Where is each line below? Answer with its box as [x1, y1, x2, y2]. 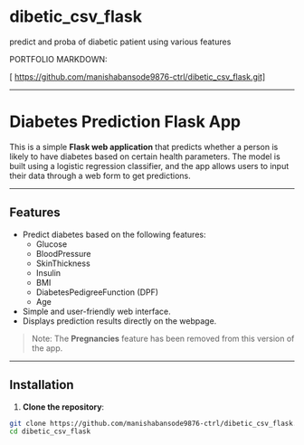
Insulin [35, 267, 62, 278]
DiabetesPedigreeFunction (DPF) [35, 287, 159, 298]
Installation [9, 377, 74, 393]
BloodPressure [35, 248, 91, 259]
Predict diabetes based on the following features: [22, 229, 206, 240]
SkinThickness [35, 258, 90, 269]
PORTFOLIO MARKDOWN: [9, 53, 108, 64]
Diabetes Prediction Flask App [9, 111, 242, 132]
